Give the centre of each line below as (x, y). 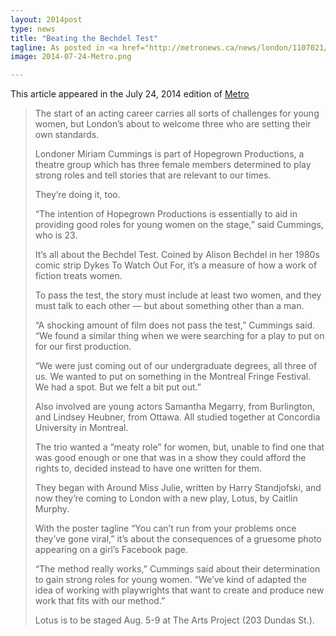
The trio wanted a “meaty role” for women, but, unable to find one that (179, 447)
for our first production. (83, 347)
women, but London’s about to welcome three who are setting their (173, 124)
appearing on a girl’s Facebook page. (111, 550)
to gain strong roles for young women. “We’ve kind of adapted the (170, 580)
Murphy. (52, 509)
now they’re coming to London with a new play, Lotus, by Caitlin (166, 498)
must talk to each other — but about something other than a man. (169, 306)
